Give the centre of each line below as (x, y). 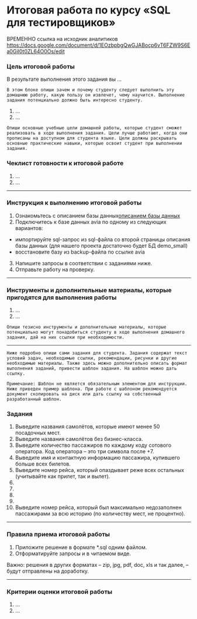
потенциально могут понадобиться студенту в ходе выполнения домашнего (96, 332)
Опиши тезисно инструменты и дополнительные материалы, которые (87, 327)
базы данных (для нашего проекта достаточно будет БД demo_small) (101, 245)
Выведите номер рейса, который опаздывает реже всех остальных (100, 470)
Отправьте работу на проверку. (55, 269)
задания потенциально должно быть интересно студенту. (75, 100)
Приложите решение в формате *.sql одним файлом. (81, 547)
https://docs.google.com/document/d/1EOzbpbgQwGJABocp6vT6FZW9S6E (98, 45)
